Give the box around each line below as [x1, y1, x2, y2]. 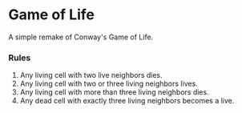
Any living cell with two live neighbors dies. [19, 71, 163, 80]
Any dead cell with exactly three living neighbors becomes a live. [19, 96, 235, 106]
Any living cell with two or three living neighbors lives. [19, 79, 198, 89]
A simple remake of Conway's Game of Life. [8, 32, 154, 42]
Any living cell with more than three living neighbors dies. [19, 87, 210, 97]
